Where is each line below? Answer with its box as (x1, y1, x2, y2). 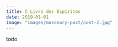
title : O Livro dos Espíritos (6, 8, 81, 15)
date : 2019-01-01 (6, 14, 49, 20)
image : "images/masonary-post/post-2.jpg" (6, 19, 113, 25)
